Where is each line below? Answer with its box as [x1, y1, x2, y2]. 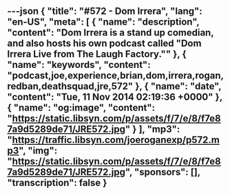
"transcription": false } [7, 177, 107, 189]
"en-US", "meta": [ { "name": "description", [7, 16, 200, 28]
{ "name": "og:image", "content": [7, 102, 156, 114]
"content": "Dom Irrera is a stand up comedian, [7, 27, 214, 38]
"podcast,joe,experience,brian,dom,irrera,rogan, [7, 70, 224, 82]
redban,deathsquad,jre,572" [7, 80, 134, 92]
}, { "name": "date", [135, 80, 222, 92]
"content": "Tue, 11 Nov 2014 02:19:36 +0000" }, [7, 91, 222, 103]
